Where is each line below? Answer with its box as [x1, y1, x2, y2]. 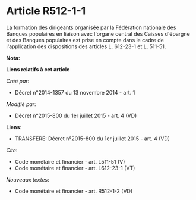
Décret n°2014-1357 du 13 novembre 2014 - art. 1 [14, 89, 135, 96]
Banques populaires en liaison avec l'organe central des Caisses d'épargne [6, 30, 190, 37]
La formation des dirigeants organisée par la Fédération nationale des [6, 24, 176, 31]
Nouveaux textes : [6, 176, 49, 183]
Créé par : [6, 77, 30, 85]
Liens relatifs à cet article [6, 65, 70, 73]
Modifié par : [6, 100, 37, 108]
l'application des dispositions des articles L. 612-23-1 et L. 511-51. [6, 43, 166, 50]
